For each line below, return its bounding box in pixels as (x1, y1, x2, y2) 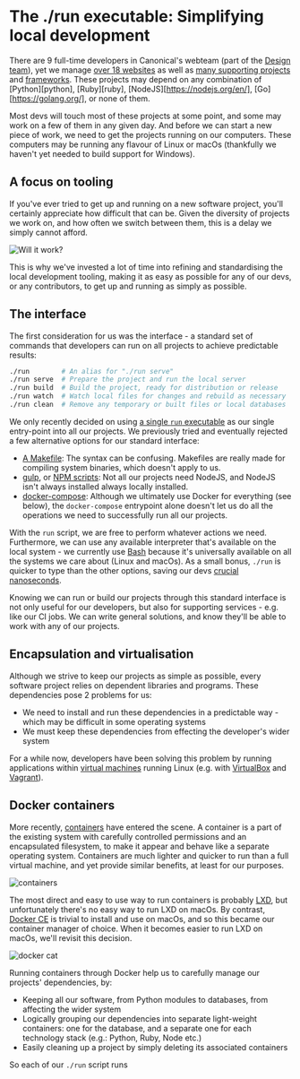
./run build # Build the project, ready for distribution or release (9, 384, 279, 393)
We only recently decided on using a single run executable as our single (9, 416, 275, 427)
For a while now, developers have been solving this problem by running (9, 753, 272, 764)
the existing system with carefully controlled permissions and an (9, 831, 247, 842)
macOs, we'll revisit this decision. (9, 932, 133, 943)
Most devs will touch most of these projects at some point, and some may (9, 110, 282, 121)
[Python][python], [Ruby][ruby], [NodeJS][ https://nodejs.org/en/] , (9, 83, 253, 94)
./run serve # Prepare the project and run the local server (9, 375, 246, 384)
